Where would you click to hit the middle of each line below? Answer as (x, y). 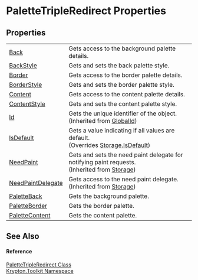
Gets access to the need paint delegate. (123, 179)
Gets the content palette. (103, 215)
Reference (19, 251)
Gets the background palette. (109, 196)
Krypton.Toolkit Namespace (40, 271)
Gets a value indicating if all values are (122, 130)
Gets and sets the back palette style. (119, 65)
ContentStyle (27, 104)
